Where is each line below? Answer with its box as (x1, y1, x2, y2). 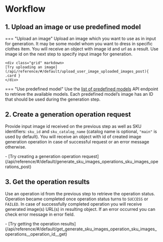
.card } (5, 73, 21, 78)
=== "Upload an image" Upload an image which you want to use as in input (5, 35, 156, 41)
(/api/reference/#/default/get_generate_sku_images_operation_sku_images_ (5, 226, 157, 232)
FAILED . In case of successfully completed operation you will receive (5, 201, 142, 207)
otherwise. (5, 144, 27, 150)
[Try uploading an (5, 65, 42, 69)
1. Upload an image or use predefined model (5, 23, 141, 31)
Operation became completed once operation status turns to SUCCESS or (5, 196, 148, 202)
